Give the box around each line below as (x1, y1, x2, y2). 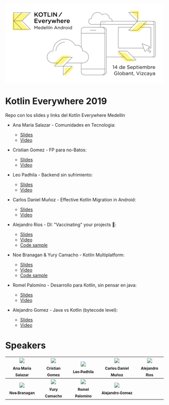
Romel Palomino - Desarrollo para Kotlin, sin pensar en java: (12, 282, 137, 288)
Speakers (5, 340, 46, 352)
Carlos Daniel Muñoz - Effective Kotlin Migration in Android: (12, 196, 136, 203)
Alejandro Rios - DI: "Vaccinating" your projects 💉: (12, 221, 117, 227)
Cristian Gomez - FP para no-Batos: (12, 147, 87, 153)
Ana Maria (13, 366, 32, 371)
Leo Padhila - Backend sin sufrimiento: (12, 171, 93, 178)
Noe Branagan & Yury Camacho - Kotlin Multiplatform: (12, 252, 125, 258)
